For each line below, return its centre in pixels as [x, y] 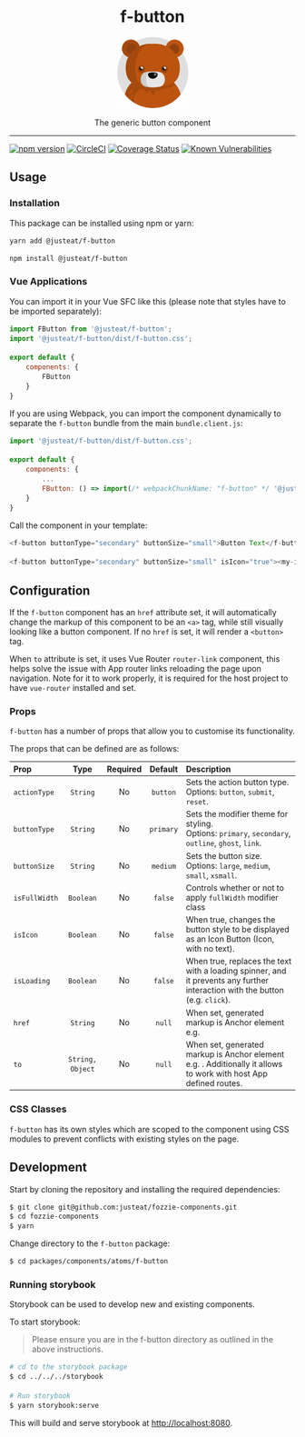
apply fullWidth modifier [232, 897]
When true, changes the [231, 920]
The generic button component [152, 122]
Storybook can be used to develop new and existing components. [133, 1304]
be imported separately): [56, 311]
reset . [197, 802]
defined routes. [214, 1083]
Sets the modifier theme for [237, 814]
